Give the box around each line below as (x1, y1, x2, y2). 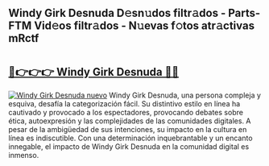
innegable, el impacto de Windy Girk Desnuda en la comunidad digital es (8, 142, 250, 151)
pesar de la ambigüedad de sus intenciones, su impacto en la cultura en (8, 125, 247, 134)
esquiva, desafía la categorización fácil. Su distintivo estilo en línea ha (8, 99, 241, 108)
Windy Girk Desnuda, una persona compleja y (108, 90, 262, 100)
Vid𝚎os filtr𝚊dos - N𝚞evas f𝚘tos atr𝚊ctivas (33, 19, 255, 33)
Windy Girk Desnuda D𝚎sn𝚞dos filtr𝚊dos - (8, 6, 226, 20)
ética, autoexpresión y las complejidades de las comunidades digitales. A (8, 116, 251, 126)
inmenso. (8, 151, 39, 160)
